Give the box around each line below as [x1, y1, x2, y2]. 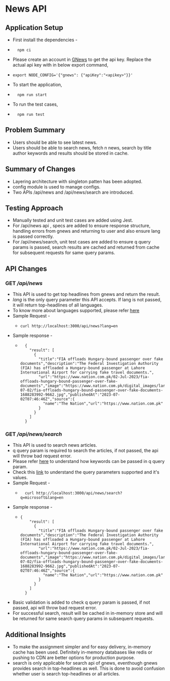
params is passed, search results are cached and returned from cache [12, 244, 160, 251]
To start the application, [12, 82, 62, 87]
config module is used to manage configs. [12, 183, 101, 190]
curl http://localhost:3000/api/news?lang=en [20, 324, 118, 329]
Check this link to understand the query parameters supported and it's [12, 469, 159, 475]
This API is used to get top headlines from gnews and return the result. [12, 291, 160, 297]
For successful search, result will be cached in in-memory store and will [12, 610, 163, 616]
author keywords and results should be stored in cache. [12, 150, 129, 156]
